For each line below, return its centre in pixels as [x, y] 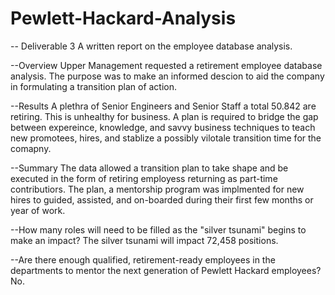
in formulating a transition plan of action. [94, 86]
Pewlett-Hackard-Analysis [123, 18]
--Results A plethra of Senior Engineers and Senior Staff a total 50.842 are [163, 106]
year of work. [38, 210]
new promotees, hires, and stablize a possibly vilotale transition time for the [166, 138]
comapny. [31, 148]
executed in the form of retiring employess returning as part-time [144, 178]
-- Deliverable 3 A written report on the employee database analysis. [151, 46]
